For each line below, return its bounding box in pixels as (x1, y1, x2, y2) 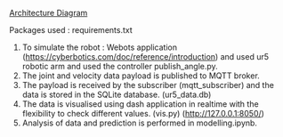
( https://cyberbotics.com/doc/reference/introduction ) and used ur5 (21, 52, 270, 61)
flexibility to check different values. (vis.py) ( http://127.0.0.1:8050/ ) (21, 109, 265, 118)
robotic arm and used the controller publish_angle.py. (21, 61, 218, 71)
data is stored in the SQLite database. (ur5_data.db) (21, 89, 212, 100)
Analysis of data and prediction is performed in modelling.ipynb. (21, 117, 258, 128)
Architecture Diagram (9, 8, 88, 18)
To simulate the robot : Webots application (21, 42, 178, 52)
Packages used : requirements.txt (9, 25, 133, 35)
